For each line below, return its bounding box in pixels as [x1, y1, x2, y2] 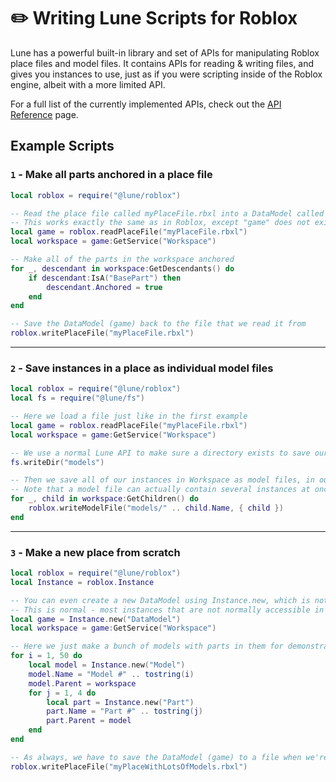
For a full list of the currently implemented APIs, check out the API [10, 98, 282, 110]
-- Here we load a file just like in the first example [10, 411, 248, 422]
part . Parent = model [46, 716, 132, 726]
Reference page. [10, 108, 79, 120]
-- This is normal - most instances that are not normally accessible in [10, 605, 325, 615]
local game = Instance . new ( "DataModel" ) [10, 614, 182, 624]
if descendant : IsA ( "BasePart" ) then [28, 273, 182, 283]
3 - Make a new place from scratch [10, 545, 181, 559]
